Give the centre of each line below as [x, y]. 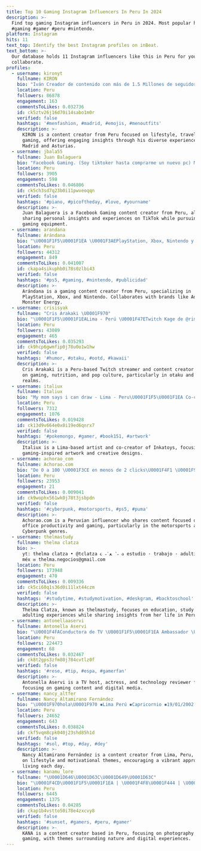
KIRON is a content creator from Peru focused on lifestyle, [100, 135]
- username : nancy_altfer [44, 694]
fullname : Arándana [41, 235]
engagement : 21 [36, 487]
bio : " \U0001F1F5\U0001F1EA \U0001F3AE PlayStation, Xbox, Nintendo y [106, 241]
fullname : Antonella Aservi [52, 627]
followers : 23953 [39, 481]
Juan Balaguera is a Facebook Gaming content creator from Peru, [105, 213]
